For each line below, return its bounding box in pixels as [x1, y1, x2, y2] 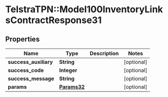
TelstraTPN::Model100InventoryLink [5, 4, 163, 15]
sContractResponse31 [5, 14, 102, 26]
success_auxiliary [8, 59, 53, 65]
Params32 [59, 83, 85, 90]
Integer [59, 67, 78, 74]
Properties [5, 35, 40, 43]
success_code [8, 67, 44, 74]
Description [89, 50, 119, 57]
